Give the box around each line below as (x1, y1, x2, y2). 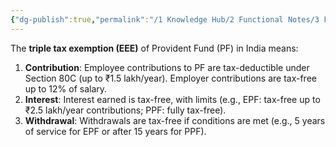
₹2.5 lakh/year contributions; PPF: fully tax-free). (24, 104, 227, 116)
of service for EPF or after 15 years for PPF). (24, 125, 207, 137)
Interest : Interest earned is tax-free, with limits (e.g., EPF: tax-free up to (24, 93, 321, 105)
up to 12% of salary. (24, 82, 108, 95)
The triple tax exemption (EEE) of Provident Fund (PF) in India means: (10, 42, 299, 54)
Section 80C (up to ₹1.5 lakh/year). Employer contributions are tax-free (24, 72, 317, 84)
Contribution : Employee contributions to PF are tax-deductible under (24, 61, 310, 73)
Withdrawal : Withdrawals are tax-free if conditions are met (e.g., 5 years (24, 114, 326, 126)
